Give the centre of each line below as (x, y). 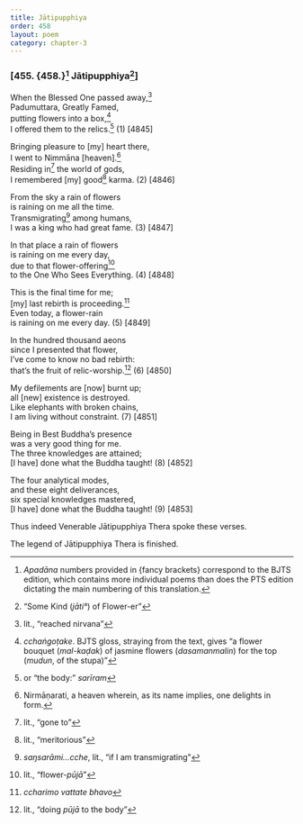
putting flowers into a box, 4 (61, 117)
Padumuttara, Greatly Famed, (65, 107)
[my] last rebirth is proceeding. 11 (70, 303)
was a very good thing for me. (66, 443)
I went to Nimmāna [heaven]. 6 (66, 157)
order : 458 (31, 26)
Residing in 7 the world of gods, (67, 168)
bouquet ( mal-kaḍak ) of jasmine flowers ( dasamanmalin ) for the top (150, 650)
